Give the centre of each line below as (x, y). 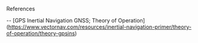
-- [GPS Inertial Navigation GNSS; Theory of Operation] (76, 20)
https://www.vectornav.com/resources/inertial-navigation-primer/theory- (100, 27)
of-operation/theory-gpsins (41, 33)
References (21, 9)
